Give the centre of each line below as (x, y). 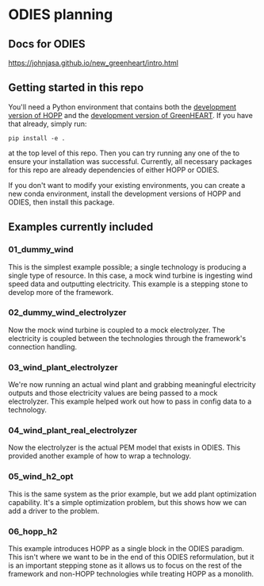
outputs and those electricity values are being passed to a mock (113, 393)
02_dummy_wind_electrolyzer (67, 312)
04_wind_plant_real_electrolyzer (73, 431)
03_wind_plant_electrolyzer (63, 367)
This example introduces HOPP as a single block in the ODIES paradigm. (126, 548)
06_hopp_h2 (33, 531)
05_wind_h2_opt (41, 477)
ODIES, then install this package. (61, 202)
